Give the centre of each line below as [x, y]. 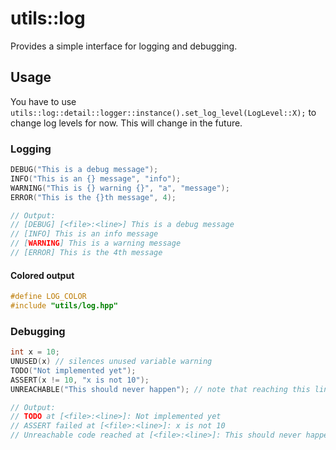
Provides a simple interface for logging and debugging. [124, 46]
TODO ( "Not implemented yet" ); [73, 370]
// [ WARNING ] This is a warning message [96, 243]
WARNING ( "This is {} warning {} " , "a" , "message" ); [120, 188]
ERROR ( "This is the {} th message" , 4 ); [93, 197]
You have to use [43, 101]
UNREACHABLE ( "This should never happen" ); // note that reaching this [160, 389]
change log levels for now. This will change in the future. [126, 123]
